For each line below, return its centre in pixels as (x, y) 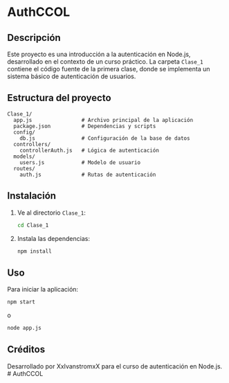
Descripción (34, 38)
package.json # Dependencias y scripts (85, 126)
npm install (34, 251)
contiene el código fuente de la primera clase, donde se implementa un (109, 69)
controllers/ (32, 144)
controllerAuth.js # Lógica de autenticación (89, 150)
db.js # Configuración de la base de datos (105, 138)
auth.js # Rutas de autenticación (88, 175)
